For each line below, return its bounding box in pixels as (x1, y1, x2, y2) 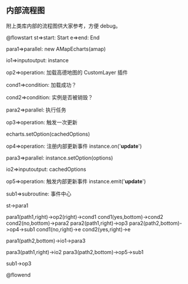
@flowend (6, 271, 31, 278)
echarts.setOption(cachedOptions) (6, 130, 90, 137)
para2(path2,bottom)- (129, 219, 182, 226)
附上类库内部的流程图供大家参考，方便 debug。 (6, 22, 122, 29)
